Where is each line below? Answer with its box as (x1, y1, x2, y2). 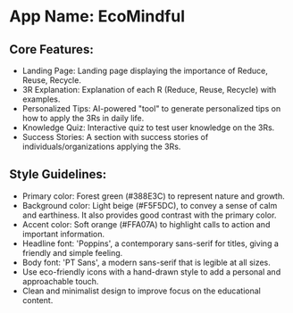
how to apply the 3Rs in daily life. (21, 113, 145, 123)
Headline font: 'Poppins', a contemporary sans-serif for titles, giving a (21, 238, 280, 249)
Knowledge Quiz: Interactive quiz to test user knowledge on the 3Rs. (21, 122, 275, 133)
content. (21, 294, 54, 305)
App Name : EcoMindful (9, 6, 186, 27)
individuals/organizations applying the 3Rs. (21, 141, 181, 152)
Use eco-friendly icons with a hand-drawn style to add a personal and (21, 266, 281, 277)
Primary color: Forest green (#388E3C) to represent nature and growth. (21, 190, 285, 202)
